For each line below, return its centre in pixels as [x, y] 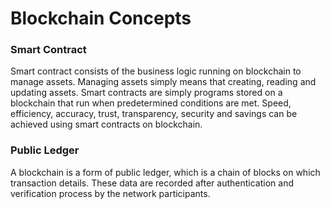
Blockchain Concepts [101, 18]
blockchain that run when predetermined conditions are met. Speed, [151, 103]
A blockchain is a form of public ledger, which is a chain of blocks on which [165, 172]
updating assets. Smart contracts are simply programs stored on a [146, 93]
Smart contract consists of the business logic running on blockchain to [156, 71]
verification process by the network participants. [110, 193]
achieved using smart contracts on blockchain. [106, 124]
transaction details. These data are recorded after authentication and [152, 183]
